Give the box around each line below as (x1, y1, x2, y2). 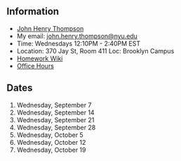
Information (6, 6, 60, 18)
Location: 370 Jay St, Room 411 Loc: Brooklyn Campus (16, 46, 175, 55)
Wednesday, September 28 (16, 123, 96, 131)
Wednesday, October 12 (16, 138, 86, 146)
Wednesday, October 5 (16, 130, 83, 139)
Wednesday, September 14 (16, 108, 95, 117)
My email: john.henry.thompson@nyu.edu (16, 32, 138, 40)
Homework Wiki (16, 54, 63, 63)
